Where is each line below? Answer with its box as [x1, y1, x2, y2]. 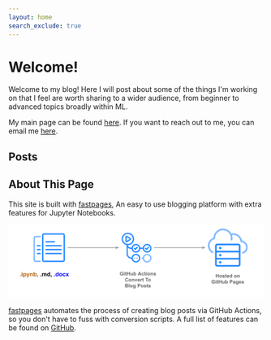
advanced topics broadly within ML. [8, 102, 128, 111]
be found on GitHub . [8, 323, 77, 333]
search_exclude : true [8, 21, 82, 30]
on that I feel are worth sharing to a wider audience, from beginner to [8, 94, 239, 103]
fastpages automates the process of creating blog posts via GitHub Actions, [8, 306, 262, 316]
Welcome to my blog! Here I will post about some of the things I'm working [8, 85, 258, 94]
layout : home [8, 13, 53, 21]
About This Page [8, 177, 95, 191]
